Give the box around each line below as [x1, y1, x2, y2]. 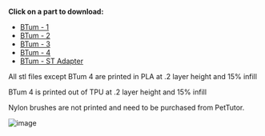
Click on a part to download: [8, 7, 104, 16]
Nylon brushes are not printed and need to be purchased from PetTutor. [8, 103, 245, 112]
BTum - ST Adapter [19, 56, 84, 66]
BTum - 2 [19, 31, 50, 40]
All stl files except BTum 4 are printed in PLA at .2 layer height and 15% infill [8, 72, 258, 81]
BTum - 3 [19, 39, 50, 49]
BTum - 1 [19, 22, 50, 31]
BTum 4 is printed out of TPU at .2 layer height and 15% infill [8, 87, 207, 97]
